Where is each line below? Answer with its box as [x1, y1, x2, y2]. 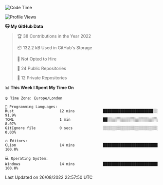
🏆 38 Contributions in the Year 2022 [17, 33, 91, 39]
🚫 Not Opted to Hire [17, 56, 57, 62]
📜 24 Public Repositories [17, 66, 67, 71]
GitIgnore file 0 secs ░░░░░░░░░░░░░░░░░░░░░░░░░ [5, 126, 158, 130]
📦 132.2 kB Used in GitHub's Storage [17, 45, 92, 51]
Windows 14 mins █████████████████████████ [5, 162, 158, 166]
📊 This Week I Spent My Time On [5, 85, 74, 90]
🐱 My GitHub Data [5, 23, 44, 29]
